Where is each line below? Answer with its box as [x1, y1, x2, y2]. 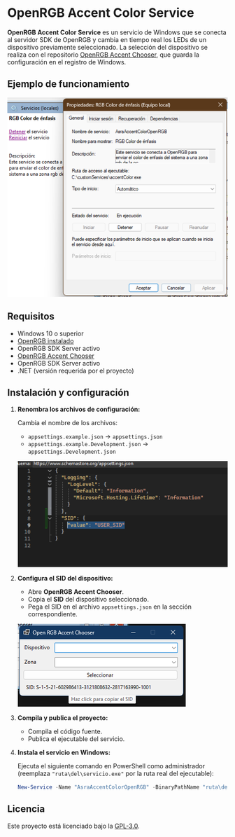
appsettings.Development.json [27, 448, 117, 456]
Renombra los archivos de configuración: [17, 405, 141, 414]
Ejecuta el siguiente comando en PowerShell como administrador [17, 761, 205, 770]
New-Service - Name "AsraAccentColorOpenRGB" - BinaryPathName [17, 783, 200, 791]
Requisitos [7, 310, 55, 323]
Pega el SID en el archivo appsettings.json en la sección [27, 602, 192, 611]
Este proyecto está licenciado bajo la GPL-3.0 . [7, 822, 140, 830]
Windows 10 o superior [17, 329, 84, 338]
